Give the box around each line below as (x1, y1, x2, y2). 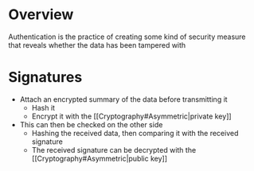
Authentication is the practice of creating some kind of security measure (8, 32, 246, 41)
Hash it (31, 103, 56, 112)
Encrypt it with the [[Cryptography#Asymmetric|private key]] (31, 111, 233, 121)
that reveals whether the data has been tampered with (8, 40, 186, 49)
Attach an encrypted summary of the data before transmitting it (19, 94, 229, 104)
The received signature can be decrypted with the (31, 145, 197, 154)
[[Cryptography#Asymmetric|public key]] (31, 154, 168, 163)
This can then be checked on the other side (19, 119, 163, 129)
